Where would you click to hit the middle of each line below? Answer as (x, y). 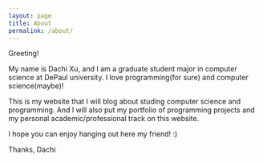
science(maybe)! (36, 86)
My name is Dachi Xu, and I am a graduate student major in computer (123, 69)
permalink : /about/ (41, 30)
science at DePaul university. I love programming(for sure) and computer (128, 78)
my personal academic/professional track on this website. (104, 119)
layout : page (30, 16)
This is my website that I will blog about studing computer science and (125, 102)
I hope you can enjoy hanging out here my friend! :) (93, 134)
